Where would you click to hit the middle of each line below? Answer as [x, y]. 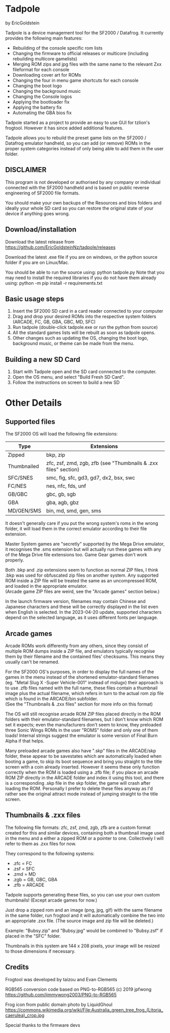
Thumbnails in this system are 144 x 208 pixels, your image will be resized [82, 946]
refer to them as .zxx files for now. [41, 844]
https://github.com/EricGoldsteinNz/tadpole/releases [60, 247]
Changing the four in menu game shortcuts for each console [75, 80]
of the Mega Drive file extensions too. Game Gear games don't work [76, 555]
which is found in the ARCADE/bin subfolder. [52, 699]
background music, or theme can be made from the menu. [73, 344]
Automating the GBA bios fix [42, 113]
